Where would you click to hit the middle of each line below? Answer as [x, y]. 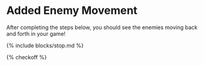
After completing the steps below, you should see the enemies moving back [102, 27]
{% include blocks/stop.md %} [45, 45]
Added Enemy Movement [72, 11]
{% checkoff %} [27, 57]
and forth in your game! [36, 33]
